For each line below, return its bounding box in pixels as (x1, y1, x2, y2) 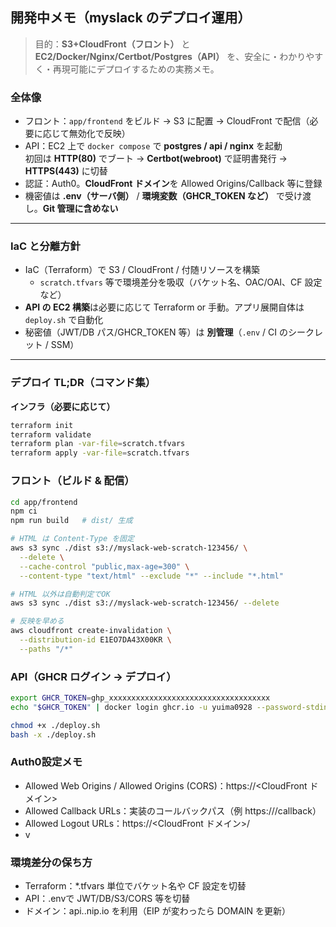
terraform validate (10, 429, 92, 440)
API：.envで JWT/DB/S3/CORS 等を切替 (24, 893, 191, 905)
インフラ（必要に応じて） (10, 400, 116, 412)
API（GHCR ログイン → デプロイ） (10, 669, 177, 683)
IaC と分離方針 (10, 239, 81, 253)
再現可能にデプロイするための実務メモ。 (52, 63, 220, 75)
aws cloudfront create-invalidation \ (10, 626, 172, 636)
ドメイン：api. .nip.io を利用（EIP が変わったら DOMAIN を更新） (24, 905, 292, 917)
